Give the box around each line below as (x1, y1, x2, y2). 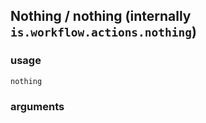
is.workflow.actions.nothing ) (10, 24, 197, 41)
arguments (10, 99, 65, 113)
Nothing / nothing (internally (10, 8, 192, 25)
